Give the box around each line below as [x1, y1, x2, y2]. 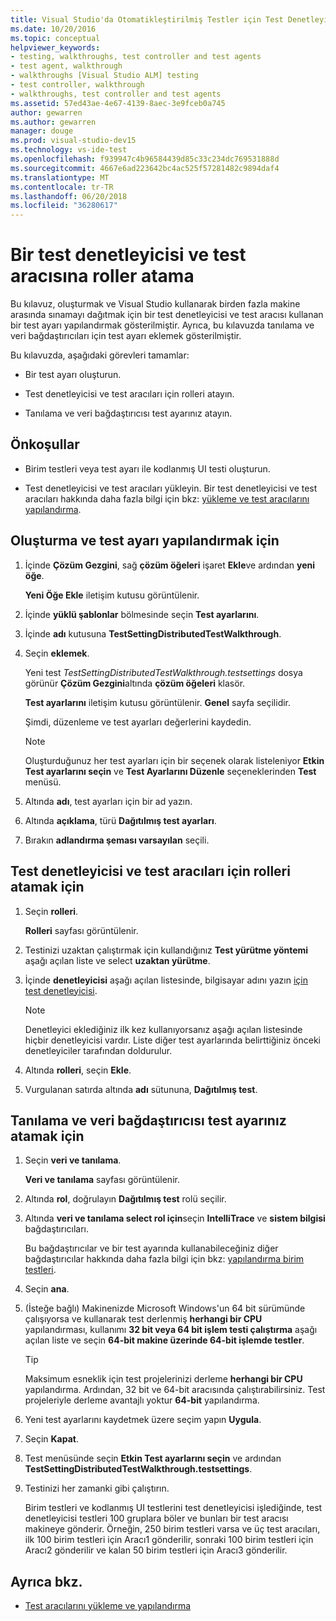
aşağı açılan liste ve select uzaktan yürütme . [24, 954, 211, 966]
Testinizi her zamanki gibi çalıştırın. [24, 1482, 170, 1495]
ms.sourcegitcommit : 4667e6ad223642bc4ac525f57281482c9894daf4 [10, 163, 280, 173]
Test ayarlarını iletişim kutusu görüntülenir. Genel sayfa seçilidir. [24, 696, 292, 708]
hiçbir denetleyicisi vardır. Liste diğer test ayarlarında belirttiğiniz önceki [24, 1034, 321, 1046]
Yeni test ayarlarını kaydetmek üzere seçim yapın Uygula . [24, 1414, 262, 1426]
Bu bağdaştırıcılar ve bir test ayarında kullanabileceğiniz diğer [24, 1242, 279, 1255]
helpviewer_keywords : [10, 42, 101, 53]
